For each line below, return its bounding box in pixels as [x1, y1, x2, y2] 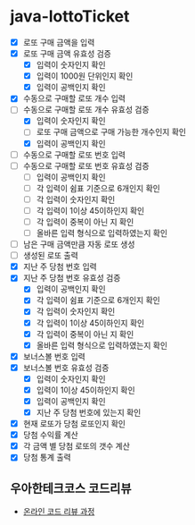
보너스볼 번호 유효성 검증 [22, 362, 110, 373]
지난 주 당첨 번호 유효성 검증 [22, 273, 121, 284]
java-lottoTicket [10, 6, 130, 27]
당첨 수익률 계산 [22, 429, 78, 440]
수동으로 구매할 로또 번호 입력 [22, 149, 126, 160]
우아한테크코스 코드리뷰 [10, 480, 132, 495]
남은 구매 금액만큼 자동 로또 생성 [22, 239, 135, 250]
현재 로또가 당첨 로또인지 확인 [22, 419, 126, 429]
